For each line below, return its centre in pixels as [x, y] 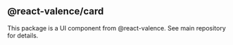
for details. [23, 35]
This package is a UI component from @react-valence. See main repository [117, 28]
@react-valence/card [56, 11]
